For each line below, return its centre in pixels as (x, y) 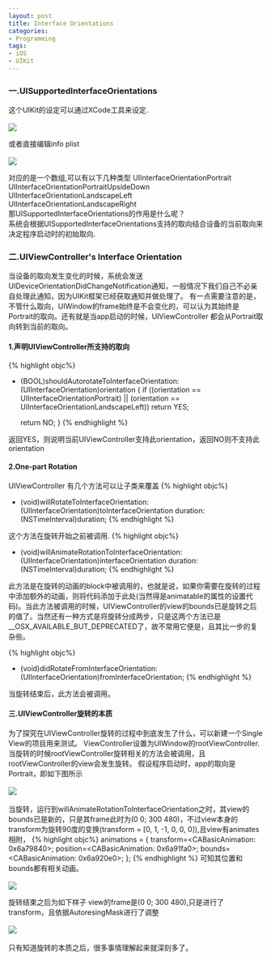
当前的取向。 (51, 327)
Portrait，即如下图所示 (46, 774)
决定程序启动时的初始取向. (52, 234)
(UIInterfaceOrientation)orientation (78, 389)
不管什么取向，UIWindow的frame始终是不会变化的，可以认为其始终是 (124, 306)
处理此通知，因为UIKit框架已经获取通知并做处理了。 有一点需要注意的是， (138, 296)
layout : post (30, 16)
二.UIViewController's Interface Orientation (95, 257)
